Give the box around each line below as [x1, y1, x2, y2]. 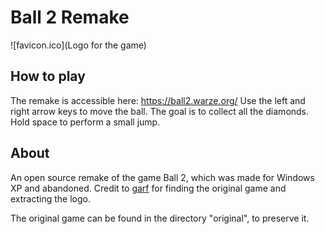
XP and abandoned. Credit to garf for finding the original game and [10, 182, 287, 194]
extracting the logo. [10, 192, 91, 205]
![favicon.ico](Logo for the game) [10, 39, 147, 51]
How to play [10, 68, 86, 85]
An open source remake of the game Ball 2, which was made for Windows [10, 171, 315, 183]
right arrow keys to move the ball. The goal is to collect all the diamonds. [10, 105, 310, 117]
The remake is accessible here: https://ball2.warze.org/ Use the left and [10, 94, 306, 106]
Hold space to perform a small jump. [10, 116, 161, 128]
